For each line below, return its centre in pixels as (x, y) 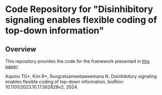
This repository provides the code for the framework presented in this (77, 61)
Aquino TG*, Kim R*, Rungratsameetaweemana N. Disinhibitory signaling (81, 76)
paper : (12, 67)
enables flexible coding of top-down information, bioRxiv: (65, 82)
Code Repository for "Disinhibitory (79, 9)
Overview (21, 49)
